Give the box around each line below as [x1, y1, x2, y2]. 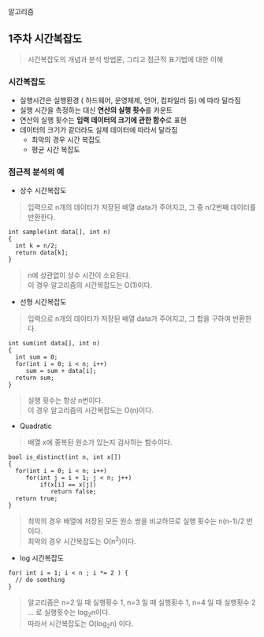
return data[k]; [15, 249, 69, 257]
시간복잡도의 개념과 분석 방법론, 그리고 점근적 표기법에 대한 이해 [27, 54, 223, 64]
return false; [50, 488, 97, 496]
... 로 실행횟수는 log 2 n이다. [27, 608, 110, 619]
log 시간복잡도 [19, 553, 65, 563]
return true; [15, 495, 58, 503]
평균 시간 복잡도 [31, 145, 80, 155]
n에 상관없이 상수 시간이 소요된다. [27, 270, 132, 280]
